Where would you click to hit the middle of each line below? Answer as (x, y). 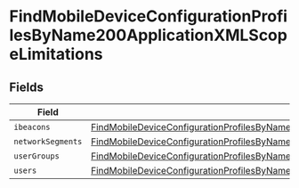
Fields (27, 87)
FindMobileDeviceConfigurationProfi (148, 16)
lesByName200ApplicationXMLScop (148, 35)
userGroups (36, 156)
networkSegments (48, 141)
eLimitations (57, 54)
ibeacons (32, 127)
